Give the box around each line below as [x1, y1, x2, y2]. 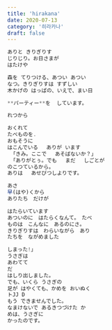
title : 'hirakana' [7, 10, 61, 17]
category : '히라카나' [7, 23, 64, 30]
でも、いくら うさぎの [7, 279, 63, 286]
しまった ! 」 [7, 246, 37, 254]
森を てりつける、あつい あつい [7, 74, 86, 81]
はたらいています [7, 208, 49, 215]
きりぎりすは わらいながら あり [7, 227, 90, 234]
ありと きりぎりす [7, 49, 52, 56]
